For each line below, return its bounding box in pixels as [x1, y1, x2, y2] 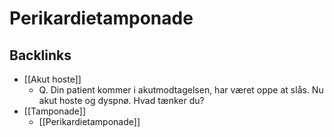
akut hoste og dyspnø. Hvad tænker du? [38, 95, 205, 106]
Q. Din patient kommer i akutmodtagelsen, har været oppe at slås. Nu [38, 84, 324, 96]
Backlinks [9, 47, 72, 64]
